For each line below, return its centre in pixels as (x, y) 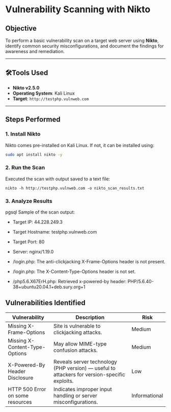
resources (20, 402)
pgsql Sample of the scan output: (40, 212)
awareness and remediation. (35, 51)
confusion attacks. (75, 350)
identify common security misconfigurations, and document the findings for (84, 46)
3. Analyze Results (29, 201)
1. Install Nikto (23, 134)
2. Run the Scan (25, 168)
